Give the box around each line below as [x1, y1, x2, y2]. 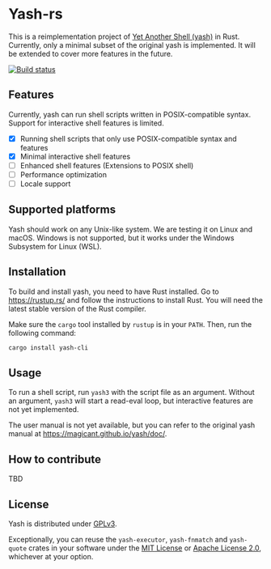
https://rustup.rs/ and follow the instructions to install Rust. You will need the [8, 295, 263, 304]
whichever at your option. [8, 552, 94, 561]
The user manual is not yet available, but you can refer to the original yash [8, 420, 256, 430]
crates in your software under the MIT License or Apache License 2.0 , [28, 543, 261, 553]
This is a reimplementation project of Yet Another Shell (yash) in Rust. [8, 32, 240, 41]
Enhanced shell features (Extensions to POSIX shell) [19, 160, 194, 170]
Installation [8, 265, 66, 279]
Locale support [19, 179, 71, 189]
